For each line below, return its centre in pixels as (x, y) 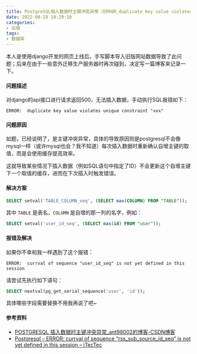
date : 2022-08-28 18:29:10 (39, 17)
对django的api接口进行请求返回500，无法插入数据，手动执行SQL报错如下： (97, 100)
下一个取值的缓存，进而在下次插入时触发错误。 (62, 173)
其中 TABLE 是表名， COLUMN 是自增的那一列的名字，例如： (74, 213)
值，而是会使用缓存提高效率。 (42, 153)
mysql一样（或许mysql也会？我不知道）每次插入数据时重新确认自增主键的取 (98, 146)
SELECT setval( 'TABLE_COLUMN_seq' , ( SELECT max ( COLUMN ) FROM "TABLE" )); (97, 201)
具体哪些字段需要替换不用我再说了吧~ (52, 303)
